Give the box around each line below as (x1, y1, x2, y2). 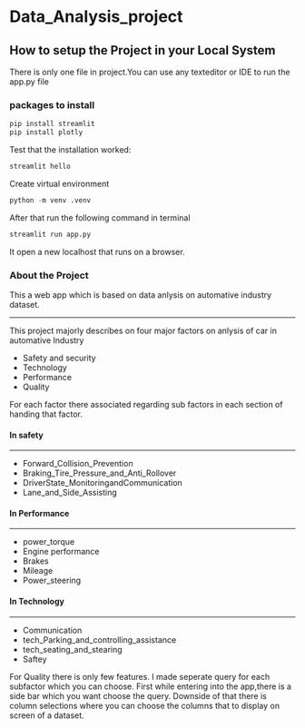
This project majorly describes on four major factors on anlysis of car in (9, 325, 277, 336)
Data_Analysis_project (9, 6, 183, 27)
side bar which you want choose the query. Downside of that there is (9, 690, 268, 701)
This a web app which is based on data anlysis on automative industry (9, 289, 272, 300)
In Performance (9, 507, 70, 518)
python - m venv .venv (9, 195, 92, 205)
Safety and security (22, 352, 97, 363)
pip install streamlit (9, 120, 95, 129)
